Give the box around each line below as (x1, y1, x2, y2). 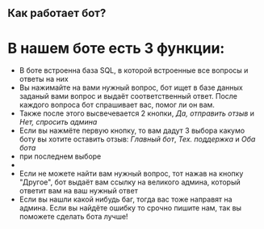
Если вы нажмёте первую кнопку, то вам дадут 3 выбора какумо (19, 125, 245, 136)
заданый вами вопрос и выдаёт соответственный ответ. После (19, 91, 238, 101)
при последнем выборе (19, 151, 102, 161)
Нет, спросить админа (19, 117, 98, 127)
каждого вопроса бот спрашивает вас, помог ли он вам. (19, 100, 216, 110)
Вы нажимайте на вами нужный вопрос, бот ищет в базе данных (19, 83, 243, 92)
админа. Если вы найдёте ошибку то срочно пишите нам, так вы (19, 203, 242, 213)
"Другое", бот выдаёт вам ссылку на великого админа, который (19, 177, 241, 187)
